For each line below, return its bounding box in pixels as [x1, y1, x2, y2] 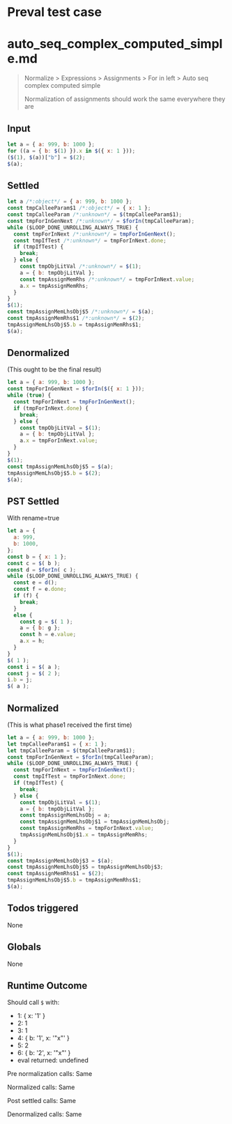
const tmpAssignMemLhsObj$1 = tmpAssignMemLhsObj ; [20, 818, 170, 826]
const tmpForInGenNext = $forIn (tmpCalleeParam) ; [7, 753, 155, 760]
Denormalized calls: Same [7, 1110, 82, 1118]
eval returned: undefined [17, 1056, 89, 1065]
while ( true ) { [7, 392, 52, 399]
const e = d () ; [13, 579, 58, 586]
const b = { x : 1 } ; [7, 553, 68, 560]
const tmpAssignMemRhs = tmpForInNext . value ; [20, 825, 155, 832]
